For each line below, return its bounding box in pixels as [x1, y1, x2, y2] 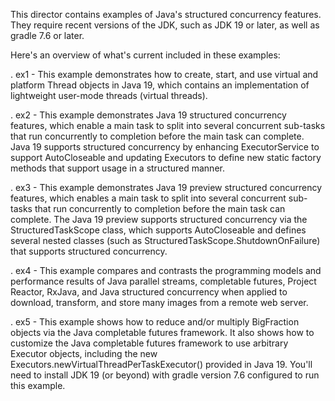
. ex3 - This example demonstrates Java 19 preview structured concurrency [10, 182, 323, 193]
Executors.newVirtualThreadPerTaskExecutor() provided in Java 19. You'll [10, 359, 313, 370]
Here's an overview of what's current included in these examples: [10, 49, 281, 61]
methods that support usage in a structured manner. [10, 162, 225, 174]
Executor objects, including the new [10, 348, 158, 359]
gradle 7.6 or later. [10, 30, 85, 41]
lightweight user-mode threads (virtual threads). [10, 90, 208, 101]
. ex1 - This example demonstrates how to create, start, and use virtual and [10, 69, 319, 80]
